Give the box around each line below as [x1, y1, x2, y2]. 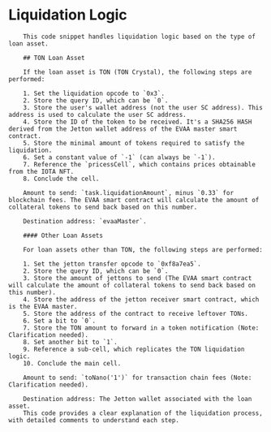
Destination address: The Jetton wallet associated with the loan [23, 395, 252, 403]
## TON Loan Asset [23, 54, 85, 62]
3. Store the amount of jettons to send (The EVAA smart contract [23, 274, 252, 282]
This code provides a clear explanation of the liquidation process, [23, 408, 264, 417]
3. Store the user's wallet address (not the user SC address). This [23, 103, 264, 111]
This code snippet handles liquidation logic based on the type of [23, 32, 256, 41]
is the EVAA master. [8, 302, 79, 310]
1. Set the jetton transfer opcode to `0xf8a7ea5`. [23, 260, 201, 268]
